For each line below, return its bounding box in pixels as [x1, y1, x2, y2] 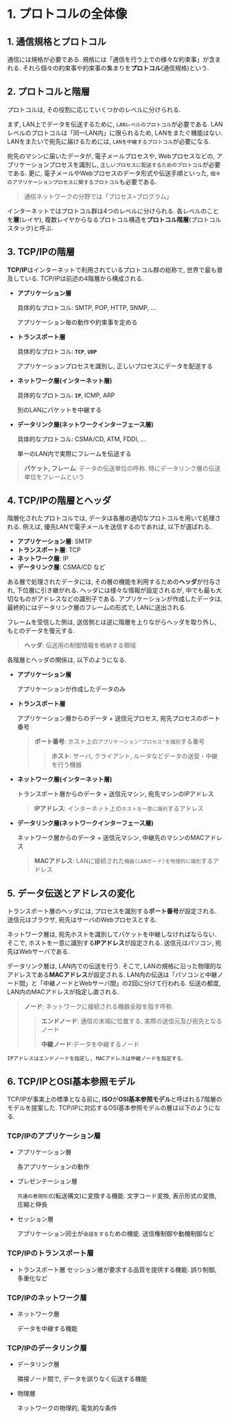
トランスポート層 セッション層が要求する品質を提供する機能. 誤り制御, [16, 1265, 217, 1273]
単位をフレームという [23, 472, 84, 481]
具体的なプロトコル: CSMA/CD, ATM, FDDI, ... [16, 434, 146, 443]
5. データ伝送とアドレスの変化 [7, 887, 135, 899]
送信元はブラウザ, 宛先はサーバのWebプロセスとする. [7, 915, 158, 924]
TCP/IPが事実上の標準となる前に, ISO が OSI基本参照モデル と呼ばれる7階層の [7, 1095, 222, 1104]
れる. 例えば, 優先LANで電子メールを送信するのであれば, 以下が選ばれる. [7, 523, 211, 531]
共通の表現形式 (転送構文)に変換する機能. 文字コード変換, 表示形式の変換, [16, 1192, 217, 1200]
